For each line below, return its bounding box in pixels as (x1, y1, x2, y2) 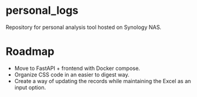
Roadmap (5, 45, 55, 58)
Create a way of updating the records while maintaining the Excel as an (14, 77, 191, 84)
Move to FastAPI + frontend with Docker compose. (14, 64, 140, 72)
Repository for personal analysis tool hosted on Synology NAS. (5, 23, 162, 31)
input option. (14, 84, 46, 91)
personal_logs (5, 4, 79, 17)
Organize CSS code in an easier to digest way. (14, 70, 130, 78)
